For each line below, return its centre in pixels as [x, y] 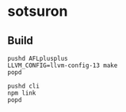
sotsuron [38, 11]
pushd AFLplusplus [38, 58]
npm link [22, 93]
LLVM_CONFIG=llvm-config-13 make [63, 65]
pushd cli [24, 86]
